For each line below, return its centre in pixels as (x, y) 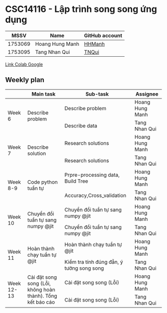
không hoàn (41, 290)
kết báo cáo (41, 302)
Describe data (81, 126)
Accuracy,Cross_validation (95, 196)
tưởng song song (84, 268)
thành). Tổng (42, 296)
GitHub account (103, 35)
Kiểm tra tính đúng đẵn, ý (94, 262)
